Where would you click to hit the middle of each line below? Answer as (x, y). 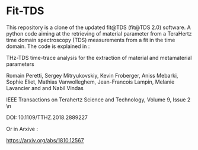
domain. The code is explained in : (48, 46)
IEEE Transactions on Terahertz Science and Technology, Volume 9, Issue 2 (98, 100)
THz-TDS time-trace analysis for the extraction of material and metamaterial (99, 58)
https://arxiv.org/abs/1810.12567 (45, 140)
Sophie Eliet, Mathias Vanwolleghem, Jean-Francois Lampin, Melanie (90, 82)
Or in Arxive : (22, 129)
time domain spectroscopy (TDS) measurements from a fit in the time (91, 40)
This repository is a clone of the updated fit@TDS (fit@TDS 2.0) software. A (98, 27)
